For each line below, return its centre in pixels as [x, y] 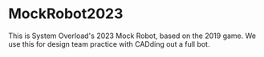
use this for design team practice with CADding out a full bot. [109, 44]
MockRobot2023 [66, 14]
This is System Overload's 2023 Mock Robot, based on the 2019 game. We [132, 36]
